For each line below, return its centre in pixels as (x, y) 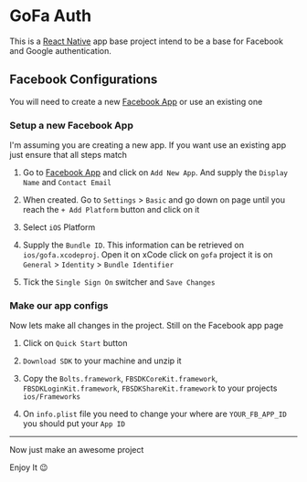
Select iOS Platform (59, 227)
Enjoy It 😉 (29, 467)
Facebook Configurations (84, 80)
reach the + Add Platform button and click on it (111, 210)
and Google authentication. (61, 50)
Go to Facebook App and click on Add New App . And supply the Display (155, 173)
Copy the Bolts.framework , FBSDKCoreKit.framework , (120, 379)
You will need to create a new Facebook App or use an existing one (136, 101)
